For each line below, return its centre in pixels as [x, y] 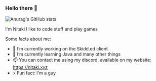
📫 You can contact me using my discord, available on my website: [82, 60]
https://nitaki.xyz [30, 67]
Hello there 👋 [22, 8]
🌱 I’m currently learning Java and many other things [66, 54]
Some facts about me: [28, 39]
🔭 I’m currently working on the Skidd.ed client [60, 49]
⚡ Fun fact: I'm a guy [34, 73]
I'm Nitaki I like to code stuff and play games [51, 29]
